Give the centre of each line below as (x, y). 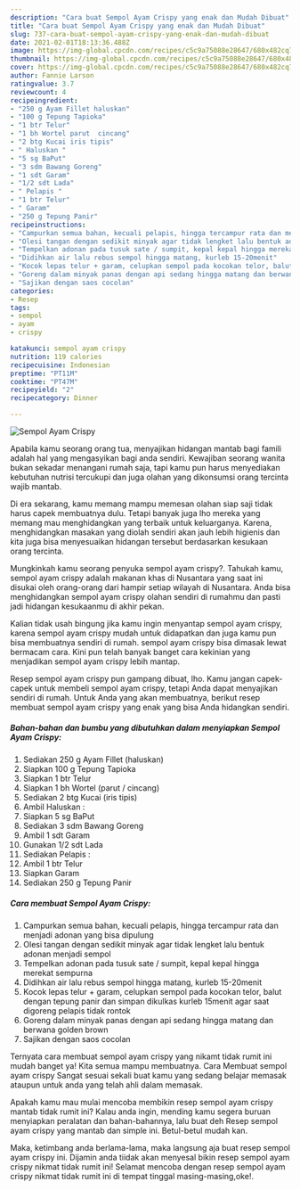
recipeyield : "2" (42, 390)
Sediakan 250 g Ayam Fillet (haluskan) (93, 759)
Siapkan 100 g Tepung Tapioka (79, 768)
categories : (32, 291)
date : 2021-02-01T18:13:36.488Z (70, 42)
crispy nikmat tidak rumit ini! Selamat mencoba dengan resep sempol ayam (148, 1166)
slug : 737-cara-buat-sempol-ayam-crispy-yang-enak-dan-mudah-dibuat (140, 34)
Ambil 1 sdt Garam (57, 835)
